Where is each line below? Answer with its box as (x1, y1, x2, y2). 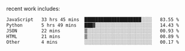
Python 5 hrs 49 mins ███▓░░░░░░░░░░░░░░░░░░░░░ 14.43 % (6, 22, 180, 28)
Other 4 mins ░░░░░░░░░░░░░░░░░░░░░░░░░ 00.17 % (6, 39, 180, 45)
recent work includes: (6, 5, 60, 12)
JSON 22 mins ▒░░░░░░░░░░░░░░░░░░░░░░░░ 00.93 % (6, 28, 180, 34)
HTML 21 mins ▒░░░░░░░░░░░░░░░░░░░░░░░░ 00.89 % (6, 33, 180, 40)
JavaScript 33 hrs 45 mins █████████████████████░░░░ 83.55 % (6, 17, 180, 23)
